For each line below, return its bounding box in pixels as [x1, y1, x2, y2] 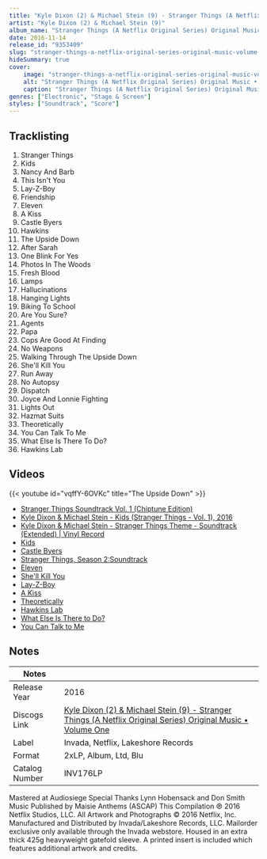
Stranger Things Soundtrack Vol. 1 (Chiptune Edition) [20, 504, 193, 513]
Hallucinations [20, 284, 67, 294]
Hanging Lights [20, 293, 71, 302]
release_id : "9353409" [9, 41, 84, 49]
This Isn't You [20, 175, 66, 184]
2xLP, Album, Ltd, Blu [63, 750, 143, 761]
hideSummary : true [9, 56, 70, 64]
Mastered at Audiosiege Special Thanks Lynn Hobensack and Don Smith [9, 792, 246, 802]
